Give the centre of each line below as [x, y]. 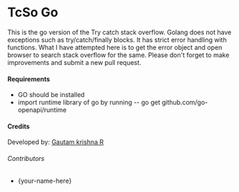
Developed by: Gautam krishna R [56, 142]
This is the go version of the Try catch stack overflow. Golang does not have [119, 32]
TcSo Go [33, 12]
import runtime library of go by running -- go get [89, 102]
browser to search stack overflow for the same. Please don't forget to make [118, 55]
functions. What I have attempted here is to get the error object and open [115, 47]
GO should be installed [51, 95]
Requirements [29, 79]
